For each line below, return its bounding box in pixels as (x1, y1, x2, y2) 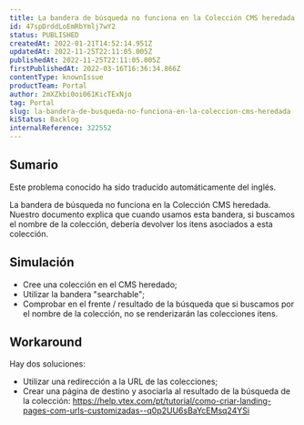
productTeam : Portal (9, 81, 88, 90)
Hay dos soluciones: (9, 358, 86, 369)
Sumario (9, 157, 59, 173)
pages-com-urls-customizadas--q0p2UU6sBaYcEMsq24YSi (22, 405, 250, 416)
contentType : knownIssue (9, 73, 104, 82)
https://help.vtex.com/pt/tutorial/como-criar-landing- (72, 396, 271, 407)
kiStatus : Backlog (9, 115, 79, 124)
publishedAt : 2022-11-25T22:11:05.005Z (9, 56, 161, 65)
